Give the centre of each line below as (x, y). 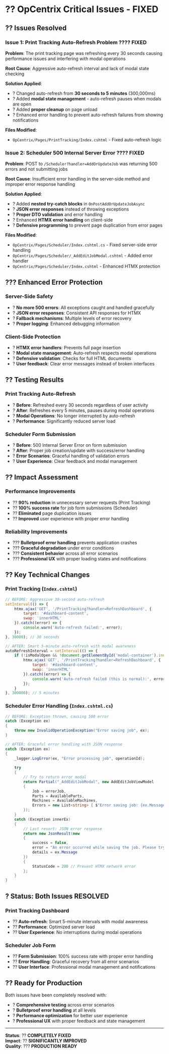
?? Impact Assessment (42, 477)
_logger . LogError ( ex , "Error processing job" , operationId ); (79, 758)
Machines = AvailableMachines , (65, 801)
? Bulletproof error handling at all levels (54, 1010)
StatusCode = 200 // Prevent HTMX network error (84, 866)
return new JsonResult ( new (52, 833)
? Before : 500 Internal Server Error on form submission (69, 445)
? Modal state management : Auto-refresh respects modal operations (84, 353)
